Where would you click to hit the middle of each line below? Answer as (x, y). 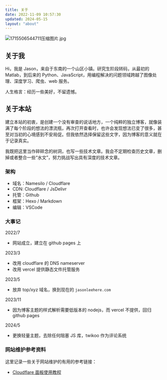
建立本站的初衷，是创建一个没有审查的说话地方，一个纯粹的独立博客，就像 (81, 122)
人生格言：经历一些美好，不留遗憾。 (42, 92)
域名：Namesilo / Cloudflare (41, 184)
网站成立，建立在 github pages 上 (47, 243)
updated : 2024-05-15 (27, 19)
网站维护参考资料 (26, 350)
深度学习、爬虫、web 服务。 (43, 81)
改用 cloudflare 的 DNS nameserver (49, 263)
